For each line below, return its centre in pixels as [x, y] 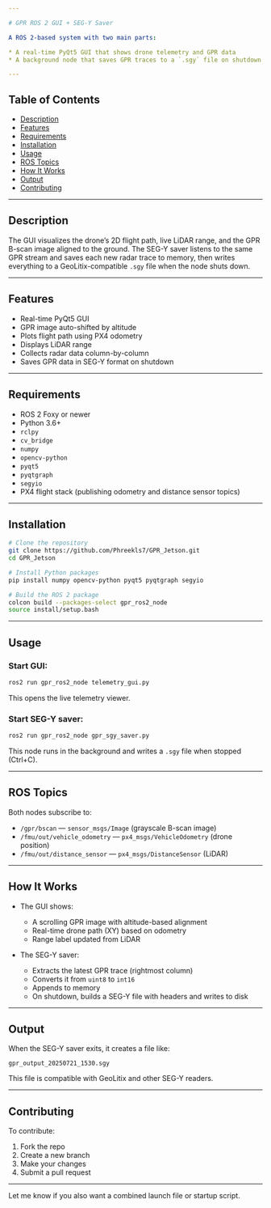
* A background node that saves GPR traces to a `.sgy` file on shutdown [135, 60]
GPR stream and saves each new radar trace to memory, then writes [122, 257]
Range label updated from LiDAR [86, 939]
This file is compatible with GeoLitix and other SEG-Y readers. [111, 1079]
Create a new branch [55, 1155]
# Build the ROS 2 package [54, 595]
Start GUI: [28, 666]
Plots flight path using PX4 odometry [81, 336]
